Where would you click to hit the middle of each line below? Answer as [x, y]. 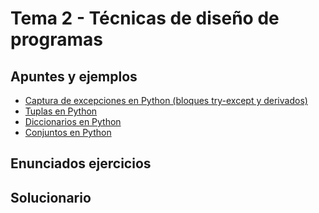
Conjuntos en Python [68, 132]
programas [56, 39]
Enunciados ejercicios [81, 163]
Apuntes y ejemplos [74, 76]
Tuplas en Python [61, 111]
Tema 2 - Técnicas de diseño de [145, 18]
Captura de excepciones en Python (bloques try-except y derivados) [166, 100]
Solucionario [51, 197]
